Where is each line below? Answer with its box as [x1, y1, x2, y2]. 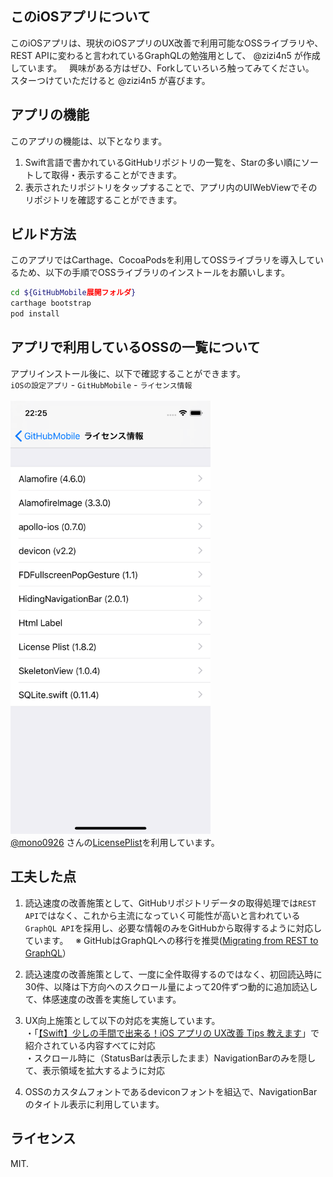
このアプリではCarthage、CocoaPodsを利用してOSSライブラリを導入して [10, 254, 316, 266]
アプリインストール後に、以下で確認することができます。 [10, 367, 246, 379]
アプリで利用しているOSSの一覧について [10, 339, 261, 356]
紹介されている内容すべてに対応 [24, 1039, 156, 1051]
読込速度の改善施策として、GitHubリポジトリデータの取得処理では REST [24, 897, 317, 909]
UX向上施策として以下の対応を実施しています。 [24, 1014, 221, 1026]
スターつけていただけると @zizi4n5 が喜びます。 [10, 74, 211, 86]
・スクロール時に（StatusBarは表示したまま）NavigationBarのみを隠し [24, 1052, 317, 1064]
